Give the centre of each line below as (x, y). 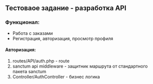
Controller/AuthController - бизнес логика (56, 77)
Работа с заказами (33, 33)
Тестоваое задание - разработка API (66, 8)
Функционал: (23, 22)
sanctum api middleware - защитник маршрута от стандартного (80, 66)
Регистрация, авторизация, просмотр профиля (63, 38)
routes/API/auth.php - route (41, 61)
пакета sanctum (29, 71)
